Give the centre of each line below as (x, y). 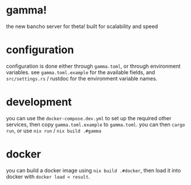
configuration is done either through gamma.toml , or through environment (93, 66)
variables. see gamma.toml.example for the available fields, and (81, 72)
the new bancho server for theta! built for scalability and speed (82, 26)
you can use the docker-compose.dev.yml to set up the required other (89, 118)
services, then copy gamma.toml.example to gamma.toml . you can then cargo (96, 124)
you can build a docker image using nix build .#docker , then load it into (93, 170)
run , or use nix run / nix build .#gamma (54, 130)
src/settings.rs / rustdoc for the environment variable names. (82, 78)
